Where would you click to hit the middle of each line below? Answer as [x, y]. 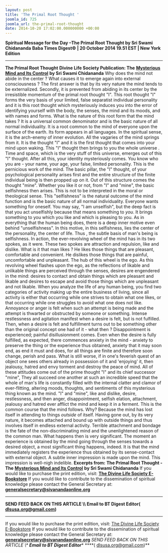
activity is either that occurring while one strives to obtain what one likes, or [83, 297]
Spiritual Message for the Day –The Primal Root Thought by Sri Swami [79, 43]
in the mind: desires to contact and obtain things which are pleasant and [79, 276]
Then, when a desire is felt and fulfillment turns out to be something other [81, 324]
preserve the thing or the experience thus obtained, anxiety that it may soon [83, 346]
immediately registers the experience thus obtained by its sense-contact [80, 452]
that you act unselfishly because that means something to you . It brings [79, 212]
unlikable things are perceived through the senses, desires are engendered [82, 271]
